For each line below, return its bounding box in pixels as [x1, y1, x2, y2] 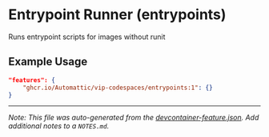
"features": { [8, 76, 56, 84]
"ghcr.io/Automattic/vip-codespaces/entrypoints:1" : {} [22, 84, 214, 92]
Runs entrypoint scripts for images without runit [8, 32, 166, 41]
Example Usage [8, 55, 88, 68]
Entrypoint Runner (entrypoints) [8, 6, 227, 24]
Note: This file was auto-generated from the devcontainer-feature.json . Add [8, 113, 259, 123]
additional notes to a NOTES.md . [8, 121, 110, 131]
